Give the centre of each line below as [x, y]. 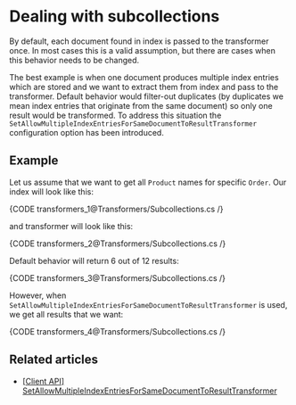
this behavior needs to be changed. [74, 60]
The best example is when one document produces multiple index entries [144, 77]
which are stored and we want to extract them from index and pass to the [144, 87]
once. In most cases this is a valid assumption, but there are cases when [143, 50]
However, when [38, 295]
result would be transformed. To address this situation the [115, 115]
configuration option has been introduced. [87, 132]
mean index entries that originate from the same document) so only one [141, 105]
